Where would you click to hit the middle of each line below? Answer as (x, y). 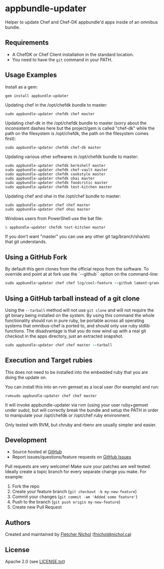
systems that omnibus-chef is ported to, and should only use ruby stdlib (77, 325)
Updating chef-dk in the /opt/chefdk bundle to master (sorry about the (76, 123)
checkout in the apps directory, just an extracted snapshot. (64, 336)
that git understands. (26, 242)
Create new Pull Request (37, 507)
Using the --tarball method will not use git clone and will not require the (80, 310)
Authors (18, 522)
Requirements (27, 43)
